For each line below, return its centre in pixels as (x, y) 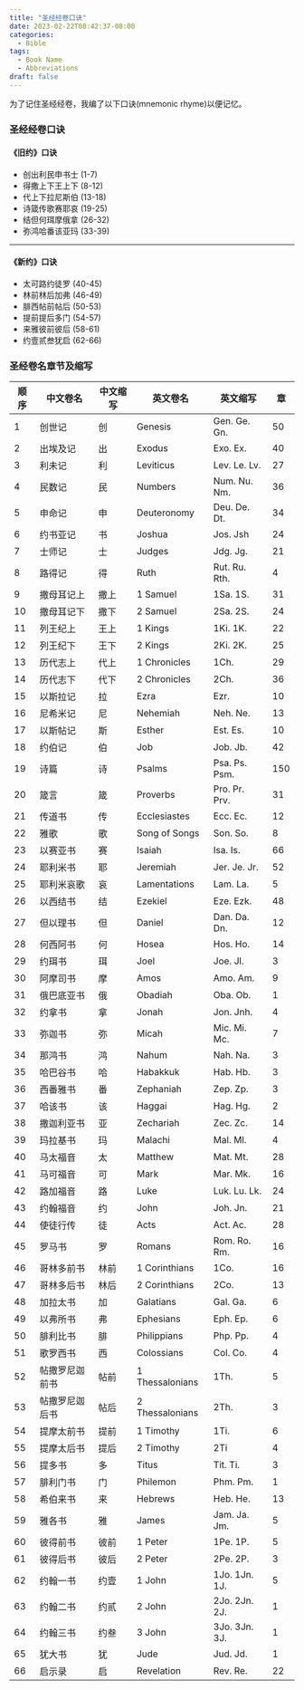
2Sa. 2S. (231, 611)
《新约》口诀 (33, 262)
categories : (32, 34)
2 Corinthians (165, 1285)
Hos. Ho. (232, 945)
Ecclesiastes (163, 816)
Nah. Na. (232, 1055)
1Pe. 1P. (231, 1542)
